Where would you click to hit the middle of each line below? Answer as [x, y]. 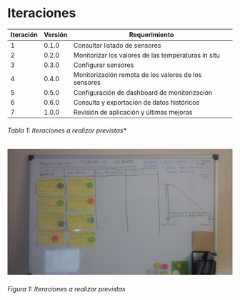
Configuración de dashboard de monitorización [143, 92]
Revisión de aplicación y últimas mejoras [133, 113]
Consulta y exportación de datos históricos [137, 102]
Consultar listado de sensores [117, 45]
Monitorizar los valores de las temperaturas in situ [147, 55]
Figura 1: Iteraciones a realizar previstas [67, 289]
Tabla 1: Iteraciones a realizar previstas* [67, 130]
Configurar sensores [104, 65]
